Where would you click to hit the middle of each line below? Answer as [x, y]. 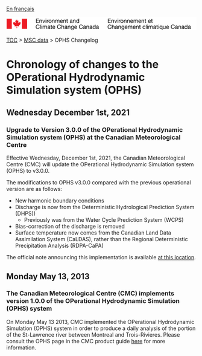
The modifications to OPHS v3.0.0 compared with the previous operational [99, 183]
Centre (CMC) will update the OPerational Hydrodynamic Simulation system [100, 164]
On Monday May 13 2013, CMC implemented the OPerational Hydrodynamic [100, 322]
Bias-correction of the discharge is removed [70, 227]
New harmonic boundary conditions [59, 201]
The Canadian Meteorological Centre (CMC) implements [90, 294]
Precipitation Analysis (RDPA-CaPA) [59, 246]
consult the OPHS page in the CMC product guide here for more [86, 341]
